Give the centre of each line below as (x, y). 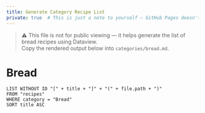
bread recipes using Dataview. (59, 42)
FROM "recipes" (26, 94)
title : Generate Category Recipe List (56, 12)
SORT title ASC (26, 105)
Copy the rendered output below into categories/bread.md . (95, 48)
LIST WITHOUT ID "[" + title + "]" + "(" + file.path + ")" (85, 89)
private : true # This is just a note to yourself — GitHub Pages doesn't (103, 18)
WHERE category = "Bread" (39, 100)
